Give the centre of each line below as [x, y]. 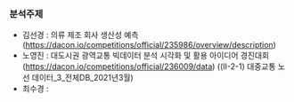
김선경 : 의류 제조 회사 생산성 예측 [80, 35]
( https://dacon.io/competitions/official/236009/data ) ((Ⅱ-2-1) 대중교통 [149, 67]
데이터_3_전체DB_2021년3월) [82, 78]
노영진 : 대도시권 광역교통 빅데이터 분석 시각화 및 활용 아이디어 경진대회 [146, 56]
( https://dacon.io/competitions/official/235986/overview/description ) [149, 45]
